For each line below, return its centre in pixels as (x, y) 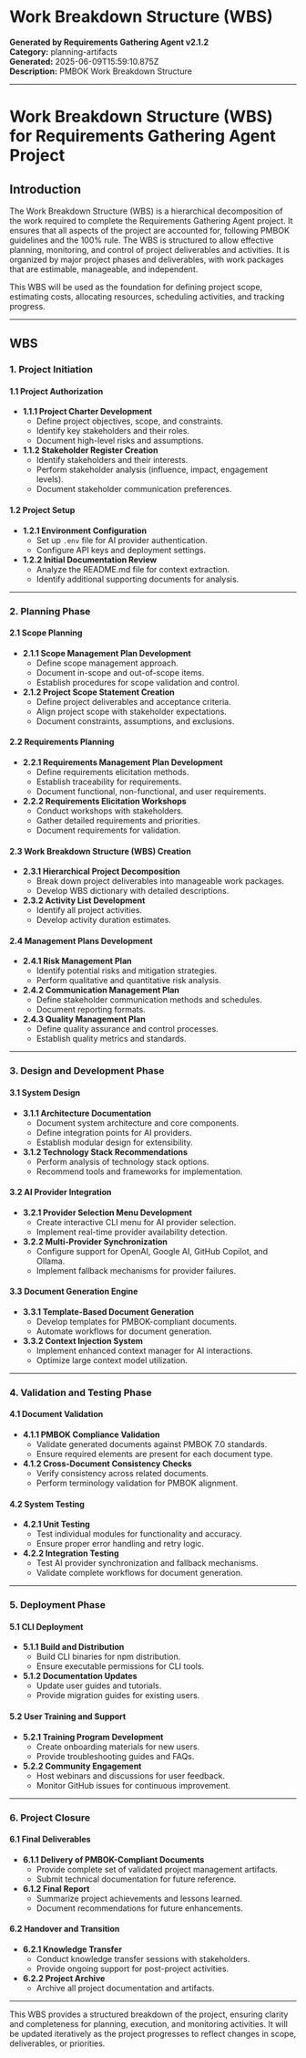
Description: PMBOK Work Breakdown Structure (101, 71)
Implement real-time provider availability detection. (132, 1232)
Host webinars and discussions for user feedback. (131, 1775)
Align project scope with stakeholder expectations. (132, 711)
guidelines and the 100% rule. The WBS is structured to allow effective (142, 240)
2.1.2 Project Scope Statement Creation (98, 692)
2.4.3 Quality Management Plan (84, 1019)
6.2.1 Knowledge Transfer (72, 1949)
